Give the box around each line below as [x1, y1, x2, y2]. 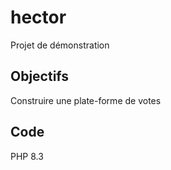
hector [10, 6, 67, 29]
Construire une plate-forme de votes [10, 94, 162, 106]
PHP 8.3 [10, 150, 44, 162]
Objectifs [10, 68, 70, 85]
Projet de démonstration [10, 39, 110, 51]
